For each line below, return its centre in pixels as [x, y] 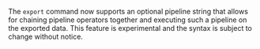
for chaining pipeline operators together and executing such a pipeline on [128, 20]
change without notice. [45, 36]
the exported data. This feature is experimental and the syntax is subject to [130, 28]
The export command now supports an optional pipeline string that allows [128, 11]
